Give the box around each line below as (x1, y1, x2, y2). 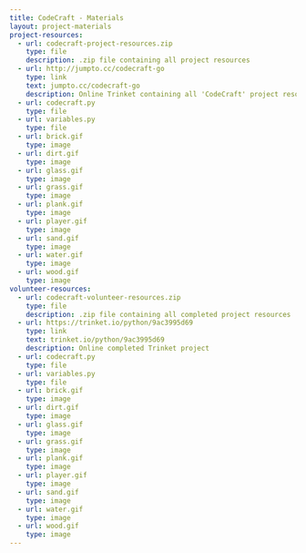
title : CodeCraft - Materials (9, 13, 125, 23)
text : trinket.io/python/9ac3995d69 (25, 335, 166, 344)
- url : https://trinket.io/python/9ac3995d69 (17, 318, 194, 328)
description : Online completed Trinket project (25, 343, 209, 353)
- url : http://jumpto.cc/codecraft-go (17, 65, 166, 74)
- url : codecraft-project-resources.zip (17, 38, 173, 48)
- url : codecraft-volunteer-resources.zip (17, 292, 181, 302)
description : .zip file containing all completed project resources (25, 310, 291, 319)
